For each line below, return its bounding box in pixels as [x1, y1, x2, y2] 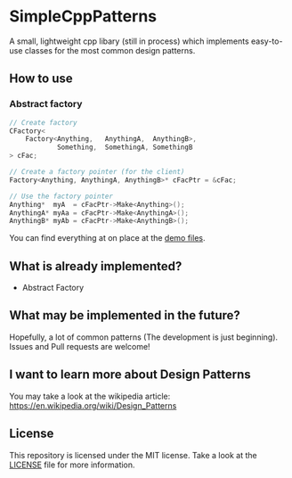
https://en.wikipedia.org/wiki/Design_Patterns [9, 400, 177, 411]
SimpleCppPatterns [9, 6, 158, 27]
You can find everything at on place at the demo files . [9, 233, 206, 243]
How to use [9, 71, 73, 87]
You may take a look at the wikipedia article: [9, 391, 171, 401]
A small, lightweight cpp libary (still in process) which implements [9, 36, 249, 46]
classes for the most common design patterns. [24, 45, 196, 55]
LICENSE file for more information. [9, 459, 135, 470]
